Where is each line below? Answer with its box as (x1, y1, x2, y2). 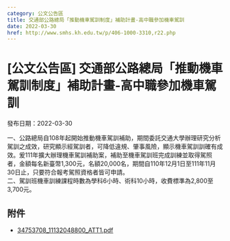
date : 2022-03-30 (7, 23, 57, 30)
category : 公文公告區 (7, 10, 64, 17)
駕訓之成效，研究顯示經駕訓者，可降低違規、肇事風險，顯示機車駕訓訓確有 (7, 142, 217, 151)
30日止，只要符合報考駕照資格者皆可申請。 (7, 168, 129, 176)
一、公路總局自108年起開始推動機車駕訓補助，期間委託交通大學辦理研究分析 (7, 134, 221, 142)
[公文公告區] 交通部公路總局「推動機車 (7, 61, 223, 76)
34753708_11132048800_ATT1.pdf (16, 226, 114, 234)
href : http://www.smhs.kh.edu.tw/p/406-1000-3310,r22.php (7, 29, 176, 36)
